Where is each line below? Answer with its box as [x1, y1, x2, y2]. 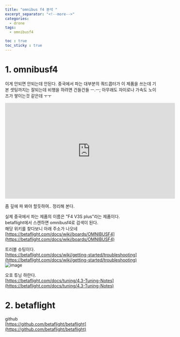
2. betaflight [5, 300, 56, 311]
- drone [9, 20, 25, 26]
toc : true [5, 38, 27, 44]
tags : [5, 25, 16, 30]
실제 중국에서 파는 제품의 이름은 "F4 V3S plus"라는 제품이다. [5, 213, 120, 219]
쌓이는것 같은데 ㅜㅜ [14, 93, 52, 99]
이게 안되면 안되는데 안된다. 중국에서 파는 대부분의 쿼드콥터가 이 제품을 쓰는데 [5, 81, 151, 87]
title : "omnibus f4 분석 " [5, 7, 58, 12]
